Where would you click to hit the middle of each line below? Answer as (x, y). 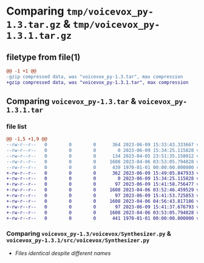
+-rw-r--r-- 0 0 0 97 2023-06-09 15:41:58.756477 (100, 184)
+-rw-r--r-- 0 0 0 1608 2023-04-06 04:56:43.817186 (100, 201)
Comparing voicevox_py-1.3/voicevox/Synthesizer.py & (89, 234)
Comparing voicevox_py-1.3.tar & (71, 101)
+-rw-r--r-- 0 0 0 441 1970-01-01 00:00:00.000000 (100, 218)
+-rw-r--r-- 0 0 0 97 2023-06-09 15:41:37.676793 (100, 207)
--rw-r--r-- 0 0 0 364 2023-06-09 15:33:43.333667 (100, 145)
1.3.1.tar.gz (39, 36)
